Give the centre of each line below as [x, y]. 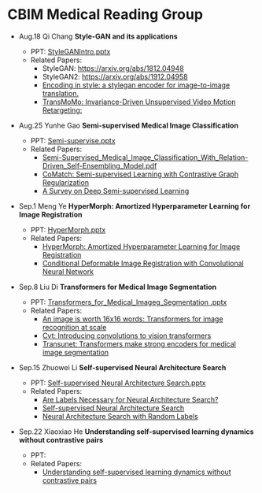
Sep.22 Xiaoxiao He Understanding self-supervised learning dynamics [136, 432]
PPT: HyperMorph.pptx [68, 229]
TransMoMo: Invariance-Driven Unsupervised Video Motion [139, 102]
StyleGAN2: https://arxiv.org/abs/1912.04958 [115, 76]
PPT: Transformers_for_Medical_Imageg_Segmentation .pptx [129, 302]
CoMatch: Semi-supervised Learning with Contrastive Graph [140, 174]
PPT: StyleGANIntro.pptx [70, 51]
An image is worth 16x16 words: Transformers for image [133, 319]
